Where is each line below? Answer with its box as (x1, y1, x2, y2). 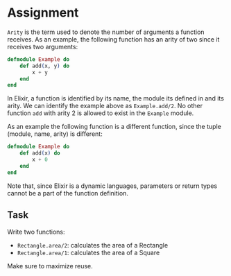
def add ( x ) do (19, 150, 60, 157)
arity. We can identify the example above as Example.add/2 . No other (7, 102, 203, 110)
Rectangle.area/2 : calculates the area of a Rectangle (17, 241, 169, 249)
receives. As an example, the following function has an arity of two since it (7, 35, 220, 43)
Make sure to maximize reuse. (7, 261, 94, 270)
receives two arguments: (7, 42, 78, 51)
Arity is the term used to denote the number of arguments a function (7, 28, 205, 36)
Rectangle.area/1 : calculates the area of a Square (17, 248, 160, 257)
